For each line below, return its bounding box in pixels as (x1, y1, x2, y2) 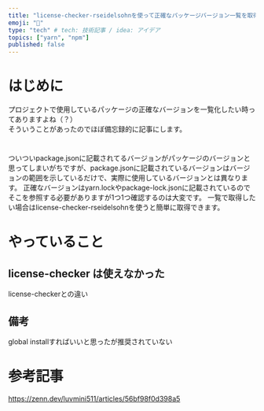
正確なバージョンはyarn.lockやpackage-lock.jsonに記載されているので (23, 183, 251, 193)
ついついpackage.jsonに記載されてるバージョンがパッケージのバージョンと (8, 154, 251, 163)
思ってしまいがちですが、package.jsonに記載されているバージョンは (8, 163, 230, 173)
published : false (8, 41, 65, 49)
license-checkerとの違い (8, 289, 89, 299)
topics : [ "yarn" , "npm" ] (8, 33, 90, 42)
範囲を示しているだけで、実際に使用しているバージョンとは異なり (28, 173, 242, 183)
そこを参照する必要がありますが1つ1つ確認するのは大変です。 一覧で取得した (8, 193, 256, 202)
